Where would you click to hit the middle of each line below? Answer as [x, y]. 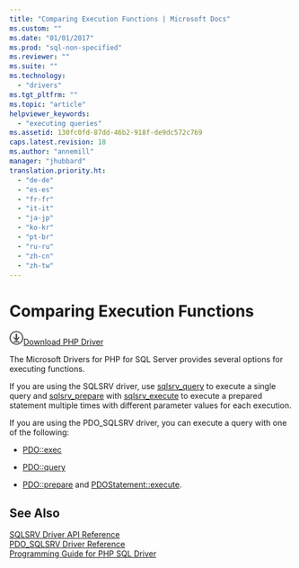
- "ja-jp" [35, 218]
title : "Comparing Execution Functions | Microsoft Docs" [120, 19]
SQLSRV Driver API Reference [65, 535]
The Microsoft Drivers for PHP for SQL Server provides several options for [146, 359]
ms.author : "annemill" [52, 152]
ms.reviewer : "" [40, 57]
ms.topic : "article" [48, 104]
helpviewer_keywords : [50, 114]
